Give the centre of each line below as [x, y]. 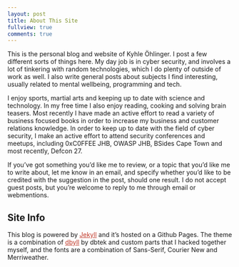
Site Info [26, 218]
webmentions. [28, 195]
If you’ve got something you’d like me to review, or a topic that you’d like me [119, 165]
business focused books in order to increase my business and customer [113, 121]
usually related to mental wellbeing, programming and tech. [95, 84]
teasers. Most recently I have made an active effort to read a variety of [111, 113]
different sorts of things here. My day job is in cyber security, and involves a [119, 62]
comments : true [30, 34]
